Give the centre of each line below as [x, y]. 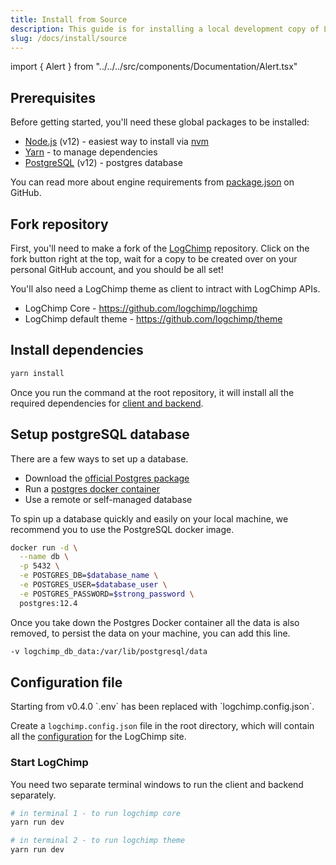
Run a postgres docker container [92, 488]
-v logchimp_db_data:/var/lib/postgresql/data [109, 651]
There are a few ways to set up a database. [99, 458]
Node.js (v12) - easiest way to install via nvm [117, 142]
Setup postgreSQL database [100, 434]
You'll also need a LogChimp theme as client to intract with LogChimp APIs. [165, 289]
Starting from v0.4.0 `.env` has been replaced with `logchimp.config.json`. [162, 707]
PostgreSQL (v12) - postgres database [103, 163]
